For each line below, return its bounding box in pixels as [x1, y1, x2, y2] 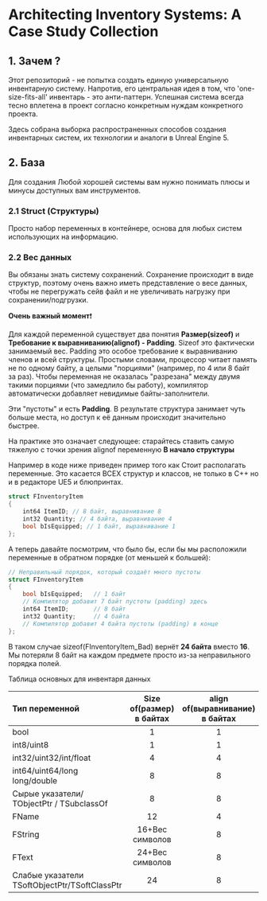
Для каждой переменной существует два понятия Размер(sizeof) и [8, 330, 240, 339]
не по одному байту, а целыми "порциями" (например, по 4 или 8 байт [8, 364, 250, 373]
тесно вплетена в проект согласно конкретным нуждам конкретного [8, 101, 244, 110]
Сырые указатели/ [12, 788, 84, 799]
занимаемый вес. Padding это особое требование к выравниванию [8, 346, 238, 356]
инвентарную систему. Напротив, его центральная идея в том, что [8, 84, 236, 93]
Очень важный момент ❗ [8, 311, 93, 321]
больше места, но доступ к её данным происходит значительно [8, 412, 226, 423]
